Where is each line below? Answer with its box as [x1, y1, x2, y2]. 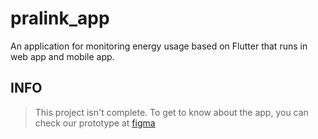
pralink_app [10, 7, 110, 30]
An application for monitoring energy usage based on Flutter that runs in [10, 40, 308, 52]
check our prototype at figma [34, 117, 156, 129]
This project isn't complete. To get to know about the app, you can [34, 106, 309, 118]
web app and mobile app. [10, 50, 115, 62]
